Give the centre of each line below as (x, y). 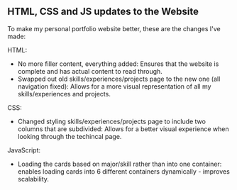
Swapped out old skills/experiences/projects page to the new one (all (119, 79)
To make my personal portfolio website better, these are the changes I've (114, 28)
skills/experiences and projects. (64, 94)
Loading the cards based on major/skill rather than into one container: (120, 164)
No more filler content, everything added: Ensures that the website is (118, 64)
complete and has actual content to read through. (90, 71)
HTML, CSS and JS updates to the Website (103, 12)
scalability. (33, 179)
